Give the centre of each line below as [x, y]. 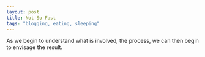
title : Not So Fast [31, 18]
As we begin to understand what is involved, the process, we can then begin [102, 41]
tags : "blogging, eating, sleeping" [53, 23]
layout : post [23, 12]
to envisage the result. [35, 47]
